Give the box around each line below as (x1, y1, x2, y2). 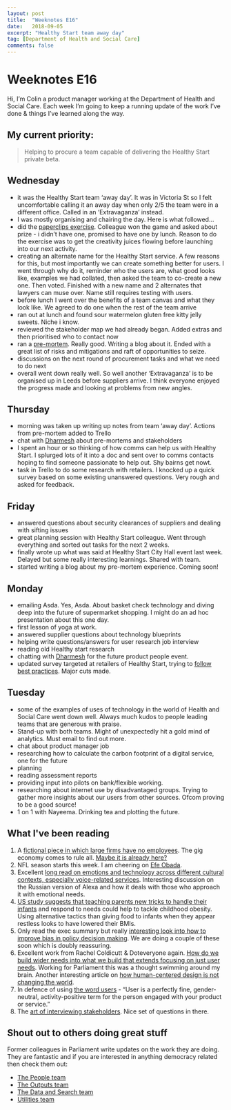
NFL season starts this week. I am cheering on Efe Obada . (17, 860, 183, 869)
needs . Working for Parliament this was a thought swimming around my (17, 963, 221, 971)
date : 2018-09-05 (7, 23, 63, 30)
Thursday (7, 403, 50, 415)
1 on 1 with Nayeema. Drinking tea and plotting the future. (17, 807, 180, 816)
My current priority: (7, 129, 94, 141)
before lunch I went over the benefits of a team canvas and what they (17, 296, 215, 304)
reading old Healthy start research (17, 645, 115, 653)
